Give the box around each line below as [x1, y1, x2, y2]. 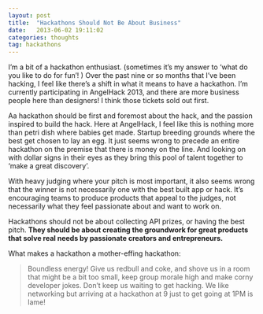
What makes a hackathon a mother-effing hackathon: [8, 249, 181, 258]
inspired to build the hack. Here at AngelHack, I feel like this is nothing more [8, 120, 254, 129]
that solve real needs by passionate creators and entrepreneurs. [8, 234, 224, 243]
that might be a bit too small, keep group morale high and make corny [27, 272, 254, 282]
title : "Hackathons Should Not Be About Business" [8, 19, 181, 27]
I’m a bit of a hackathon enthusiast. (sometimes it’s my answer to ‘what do [8, 62, 248, 72]
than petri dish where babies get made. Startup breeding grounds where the [8, 127, 256, 138]
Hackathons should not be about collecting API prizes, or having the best [8, 217, 246, 227]
